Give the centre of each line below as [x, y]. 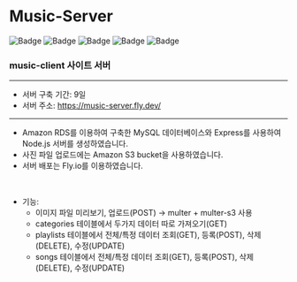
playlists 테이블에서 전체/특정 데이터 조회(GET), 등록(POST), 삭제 [148, 235]
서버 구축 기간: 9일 [54, 95]
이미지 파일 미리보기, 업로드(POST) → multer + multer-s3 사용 [144, 213]
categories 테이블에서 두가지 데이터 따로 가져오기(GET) [131, 224]
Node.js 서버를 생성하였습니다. [75, 144]
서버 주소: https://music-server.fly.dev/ [91, 106]
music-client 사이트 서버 [60, 65]
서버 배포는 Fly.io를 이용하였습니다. [82, 166]
